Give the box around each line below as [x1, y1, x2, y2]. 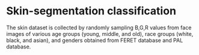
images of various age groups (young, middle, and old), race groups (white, [6, 30, 194, 37]
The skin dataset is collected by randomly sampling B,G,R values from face [6, 24, 192, 31]
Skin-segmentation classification [6, 4, 176, 18]
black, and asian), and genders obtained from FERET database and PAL [6, 36, 183, 44]
